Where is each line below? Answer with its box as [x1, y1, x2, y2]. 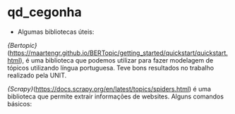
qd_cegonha [7, 4, 83, 20]
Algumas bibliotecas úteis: [17, 27, 95, 36]
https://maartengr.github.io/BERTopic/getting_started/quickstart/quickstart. [9, 49, 228, 57]
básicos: [7, 99, 32, 108]
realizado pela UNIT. [7, 71, 67, 80]
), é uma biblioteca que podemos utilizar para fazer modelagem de [20, 56, 214, 64]
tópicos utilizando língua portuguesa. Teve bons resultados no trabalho [7, 63, 214, 72]
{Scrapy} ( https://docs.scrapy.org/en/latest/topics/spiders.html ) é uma [7, 84, 212, 93]
